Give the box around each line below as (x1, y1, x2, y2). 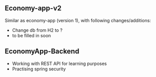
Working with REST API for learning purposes (12, 60, 107, 66)
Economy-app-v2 (5, 4, 62, 13)
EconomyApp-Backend (5, 47, 80, 56)
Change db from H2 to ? (12, 27, 63, 33)
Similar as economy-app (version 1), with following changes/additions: (5, 17, 151, 23)
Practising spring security (12, 65, 66, 72)
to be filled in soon (12, 32, 51, 38)
